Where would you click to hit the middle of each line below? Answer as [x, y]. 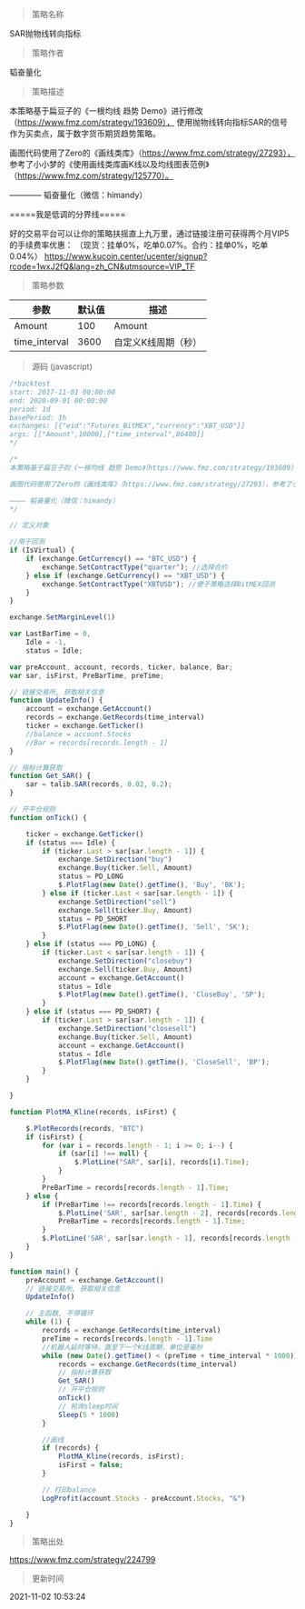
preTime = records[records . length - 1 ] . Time [128, 1339]
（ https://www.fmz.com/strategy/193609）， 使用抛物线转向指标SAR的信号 [149, 122]
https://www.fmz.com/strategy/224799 [83, 1560]
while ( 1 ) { [48, 1322]
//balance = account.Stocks [79, 734]
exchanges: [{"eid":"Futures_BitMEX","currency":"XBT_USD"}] [128, 426]
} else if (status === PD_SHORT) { [93, 1012]
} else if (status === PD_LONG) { [91, 944]
